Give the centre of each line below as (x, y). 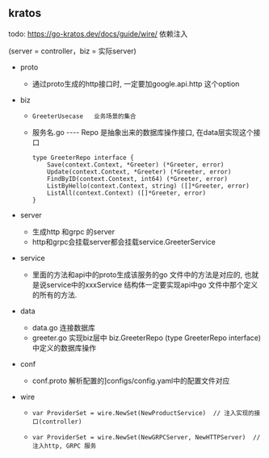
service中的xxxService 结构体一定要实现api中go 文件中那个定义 (152, 284)
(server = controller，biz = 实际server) (73, 51)
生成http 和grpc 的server (74, 231)
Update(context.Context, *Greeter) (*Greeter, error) (139, 172)
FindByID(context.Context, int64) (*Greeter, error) (138, 179)
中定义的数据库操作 (64, 347)
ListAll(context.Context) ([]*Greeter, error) (127, 193)
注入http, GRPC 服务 (64, 446)
